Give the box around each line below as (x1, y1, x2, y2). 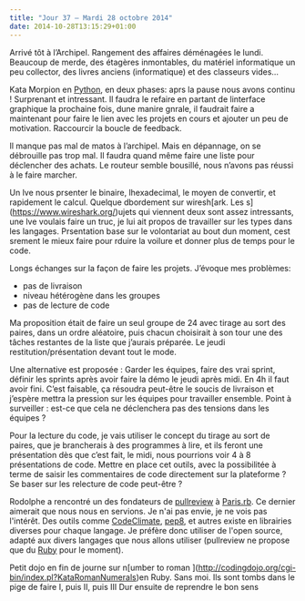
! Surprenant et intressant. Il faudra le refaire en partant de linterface (9, 93, 266, 105)
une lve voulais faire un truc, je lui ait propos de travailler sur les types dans (9, 216, 293, 227)
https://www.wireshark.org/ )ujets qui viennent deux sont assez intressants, (12, 206, 294, 217)
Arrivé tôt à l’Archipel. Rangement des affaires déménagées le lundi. (9, 46, 264, 57)
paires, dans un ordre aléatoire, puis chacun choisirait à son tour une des (9, 327, 283, 338)
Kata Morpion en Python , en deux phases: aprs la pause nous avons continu (9, 84, 296, 95)
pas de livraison (22, 280, 83, 291)
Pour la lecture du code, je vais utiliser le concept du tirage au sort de (9, 430, 270, 441)
